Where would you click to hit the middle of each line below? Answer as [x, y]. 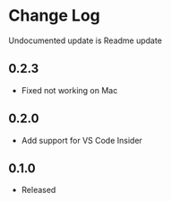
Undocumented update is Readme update [85, 40]
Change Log [54, 16]
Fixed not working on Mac [69, 90]
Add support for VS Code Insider [81, 140]
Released [38, 190]
